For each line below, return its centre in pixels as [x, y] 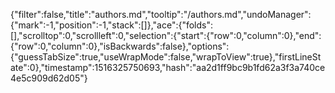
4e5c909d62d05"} [49, 78]
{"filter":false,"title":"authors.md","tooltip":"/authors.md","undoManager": [161, 14]
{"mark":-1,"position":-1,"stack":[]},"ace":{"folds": [112, 25]
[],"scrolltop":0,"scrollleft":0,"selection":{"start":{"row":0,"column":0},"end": [166, 35]
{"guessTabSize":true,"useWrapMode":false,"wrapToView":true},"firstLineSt [166, 57]
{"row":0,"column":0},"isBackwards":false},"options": [120, 46]
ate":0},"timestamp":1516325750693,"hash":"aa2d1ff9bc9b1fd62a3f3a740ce [168, 67]
